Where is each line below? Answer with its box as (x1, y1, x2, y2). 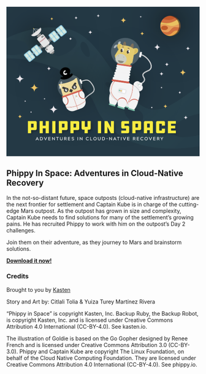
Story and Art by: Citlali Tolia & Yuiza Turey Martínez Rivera (6, 298, 155, 305)
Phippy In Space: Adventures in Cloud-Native (6, 168, 184, 178)
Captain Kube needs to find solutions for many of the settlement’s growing (6, 213, 194, 221)
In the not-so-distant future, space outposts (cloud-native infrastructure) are (6, 194, 200, 201)
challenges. (6, 226, 36, 234)
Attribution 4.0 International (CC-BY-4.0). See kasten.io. (6, 322, 147, 330)
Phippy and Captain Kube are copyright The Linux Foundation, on (19, 348, 185, 355)
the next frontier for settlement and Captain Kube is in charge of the (6, 200, 178, 208)
